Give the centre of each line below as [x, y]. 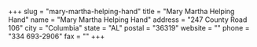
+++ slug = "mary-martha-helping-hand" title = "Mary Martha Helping [121, 11]
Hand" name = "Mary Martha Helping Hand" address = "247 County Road [128, 20]
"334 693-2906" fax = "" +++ [57, 36]
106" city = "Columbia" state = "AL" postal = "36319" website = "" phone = [129, 28]
